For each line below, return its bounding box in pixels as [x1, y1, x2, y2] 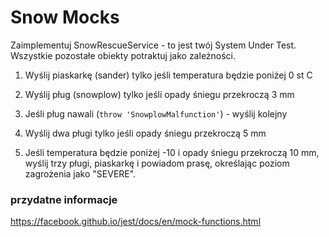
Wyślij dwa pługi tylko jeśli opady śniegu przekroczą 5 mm [24, 127, 267, 139]
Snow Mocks [10, 6, 120, 29]
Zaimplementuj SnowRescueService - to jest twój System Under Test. [10, 39, 297, 51]
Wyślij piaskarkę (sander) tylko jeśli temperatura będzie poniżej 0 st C [24, 69, 313, 81]
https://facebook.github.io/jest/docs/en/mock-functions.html [10, 216, 262, 228]
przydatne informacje [10, 192, 118, 206]
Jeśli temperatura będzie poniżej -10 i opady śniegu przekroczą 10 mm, [24, 146, 320, 158]
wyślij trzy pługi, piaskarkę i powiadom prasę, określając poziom [24, 157, 290, 169]
